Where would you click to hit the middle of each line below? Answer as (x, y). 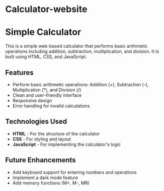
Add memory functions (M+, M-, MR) (51, 183)
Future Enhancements (41, 160)
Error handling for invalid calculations (51, 106)
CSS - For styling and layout (42, 139)
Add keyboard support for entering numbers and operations (74, 172)
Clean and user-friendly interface (47, 95)
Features (19, 72)
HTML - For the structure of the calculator (56, 133)
